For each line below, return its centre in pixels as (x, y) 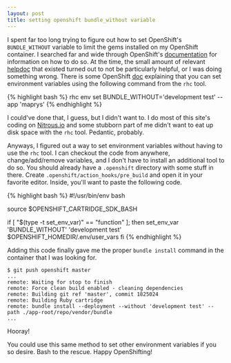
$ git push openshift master (49, 270)
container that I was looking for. (52, 257)
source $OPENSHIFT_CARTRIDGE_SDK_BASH (72, 209)
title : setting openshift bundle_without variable (81, 20)
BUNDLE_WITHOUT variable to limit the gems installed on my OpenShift (103, 47)
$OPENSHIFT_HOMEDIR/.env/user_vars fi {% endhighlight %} (94, 237)
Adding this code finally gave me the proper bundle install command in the (115, 250)
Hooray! (19, 331)
